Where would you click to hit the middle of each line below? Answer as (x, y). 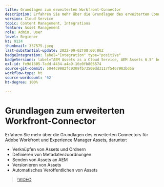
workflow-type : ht (24, 73)
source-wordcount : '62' (29, 78)
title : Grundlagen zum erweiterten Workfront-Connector (63, 10)
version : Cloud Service (29, 19)
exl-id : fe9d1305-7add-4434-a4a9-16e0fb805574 (53, 64)
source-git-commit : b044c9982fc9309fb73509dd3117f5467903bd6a (70, 69)
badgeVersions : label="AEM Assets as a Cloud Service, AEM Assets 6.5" (79, 60)
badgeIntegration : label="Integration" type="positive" (63, 55)
